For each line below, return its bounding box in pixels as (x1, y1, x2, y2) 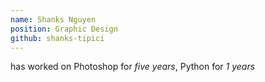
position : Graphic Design (10, 24, 118, 34)
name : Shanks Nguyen (10, 14, 97, 25)
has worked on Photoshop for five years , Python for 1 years (10, 61, 256, 73)
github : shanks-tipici (10, 33, 105, 43)
